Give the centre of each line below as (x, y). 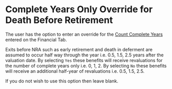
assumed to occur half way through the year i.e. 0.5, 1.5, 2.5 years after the (84, 55)
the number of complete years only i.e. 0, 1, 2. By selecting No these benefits (86, 66)
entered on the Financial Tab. (36, 40)
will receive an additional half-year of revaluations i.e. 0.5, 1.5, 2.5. (75, 71)
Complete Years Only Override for (79, 9)
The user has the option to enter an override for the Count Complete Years (84, 34)
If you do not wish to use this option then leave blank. (62, 81)
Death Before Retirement (59, 20)
